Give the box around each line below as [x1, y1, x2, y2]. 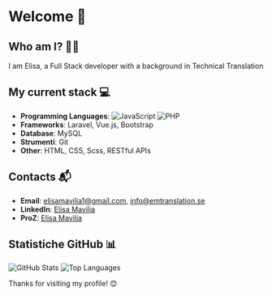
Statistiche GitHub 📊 [8, 238, 117, 251]
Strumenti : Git [19, 137, 69, 147]
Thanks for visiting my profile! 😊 [8, 279, 118, 289]
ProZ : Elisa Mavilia [19, 212, 83, 222]
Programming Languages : [19, 111, 110, 121]
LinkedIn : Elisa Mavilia [19, 204, 96, 214]
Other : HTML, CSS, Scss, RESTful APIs [19, 145, 152, 155]
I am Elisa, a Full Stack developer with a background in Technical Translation [8, 61, 264, 71]
